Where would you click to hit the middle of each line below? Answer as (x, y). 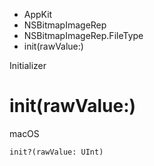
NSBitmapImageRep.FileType (83, 35)
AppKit (38, 14)
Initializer (28, 65)
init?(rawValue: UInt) (56, 152)
